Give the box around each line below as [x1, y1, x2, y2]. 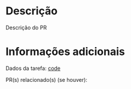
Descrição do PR [5, 24, 47, 31]
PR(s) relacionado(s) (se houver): [5, 76, 88, 83]
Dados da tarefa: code [5, 65, 61, 72]
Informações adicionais [5, 45, 125, 59]
